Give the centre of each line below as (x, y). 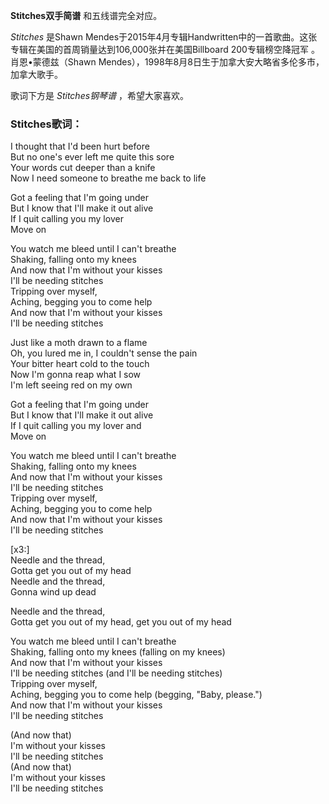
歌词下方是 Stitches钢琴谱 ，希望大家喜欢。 (100, 95)
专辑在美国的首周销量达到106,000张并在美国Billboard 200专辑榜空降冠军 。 (165, 49)
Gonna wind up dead (53, 592)
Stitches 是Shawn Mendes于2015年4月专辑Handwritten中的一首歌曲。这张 (164, 37)
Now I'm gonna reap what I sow (76, 375)
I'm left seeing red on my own (71, 385)
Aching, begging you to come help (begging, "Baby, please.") (136, 695)
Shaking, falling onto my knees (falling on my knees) (118, 652)
